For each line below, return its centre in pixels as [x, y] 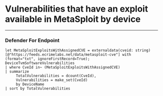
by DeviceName [30, 84]
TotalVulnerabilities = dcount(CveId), [56, 76]
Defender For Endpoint [32, 40]
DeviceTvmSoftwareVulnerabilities [40, 63]
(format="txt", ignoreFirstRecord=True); [48, 59]
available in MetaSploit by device [73, 19]
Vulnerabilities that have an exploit [77, 9]
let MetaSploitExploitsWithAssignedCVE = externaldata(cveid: [69, 50]
